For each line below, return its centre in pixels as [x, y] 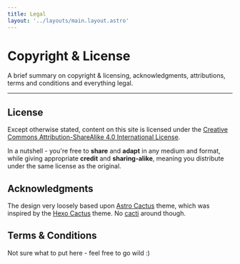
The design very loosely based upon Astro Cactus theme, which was [109, 206]
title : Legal [27, 14]
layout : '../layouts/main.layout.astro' [69, 21]
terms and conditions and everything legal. [70, 83]
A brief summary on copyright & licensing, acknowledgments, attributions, [117, 76]
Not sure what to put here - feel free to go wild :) [79, 253]
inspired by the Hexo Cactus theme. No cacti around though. [96, 213]
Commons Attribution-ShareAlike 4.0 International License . [94, 137]
